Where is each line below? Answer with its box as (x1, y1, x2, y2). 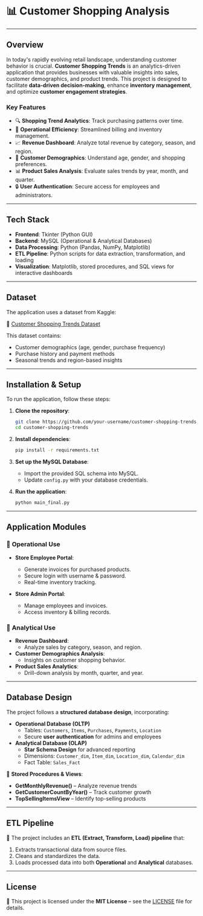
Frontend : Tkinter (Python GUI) (14, 230, 93, 238)
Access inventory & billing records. (24, 608, 111, 616)
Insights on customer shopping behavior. (24, 656, 126, 663)
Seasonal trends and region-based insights (14, 356, 123, 364)
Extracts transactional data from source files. (14, 846, 127, 853)
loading (14, 256, 34, 263)
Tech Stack (6, 214, 50, 225)
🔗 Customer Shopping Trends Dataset (6, 320, 101, 327)
